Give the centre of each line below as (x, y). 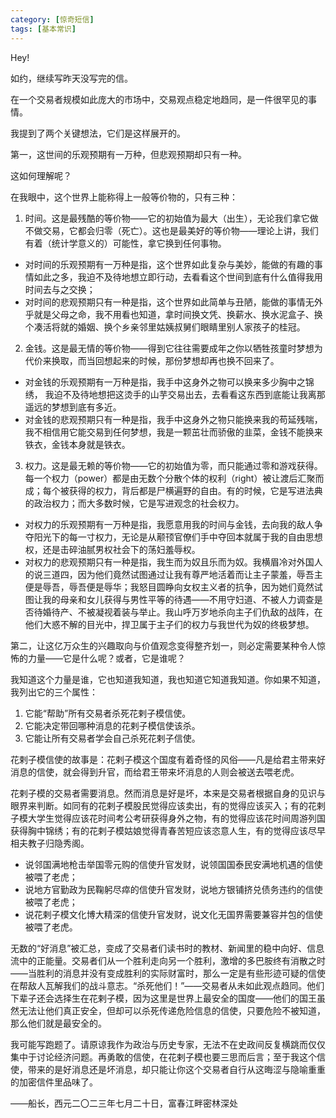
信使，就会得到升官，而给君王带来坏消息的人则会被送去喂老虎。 (168, 772)
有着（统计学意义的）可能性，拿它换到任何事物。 (125, 243)
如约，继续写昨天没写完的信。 (71, 78)
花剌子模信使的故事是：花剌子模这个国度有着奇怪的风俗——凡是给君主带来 (163, 759)
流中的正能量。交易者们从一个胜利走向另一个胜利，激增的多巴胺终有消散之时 (168, 960)
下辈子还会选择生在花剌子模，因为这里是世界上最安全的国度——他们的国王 (163, 998)
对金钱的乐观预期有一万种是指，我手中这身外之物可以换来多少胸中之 (165, 382)
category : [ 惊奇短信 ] (52, 19)
